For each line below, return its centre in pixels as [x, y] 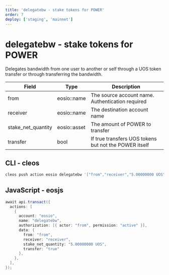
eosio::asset [71, 128]
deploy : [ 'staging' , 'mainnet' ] [39, 19]
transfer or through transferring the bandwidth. [54, 74]
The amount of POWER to [121, 124]
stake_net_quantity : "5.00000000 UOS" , [65, 244]
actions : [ [21, 207]
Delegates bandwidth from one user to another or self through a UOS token [83, 69]
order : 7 [14, 15]
